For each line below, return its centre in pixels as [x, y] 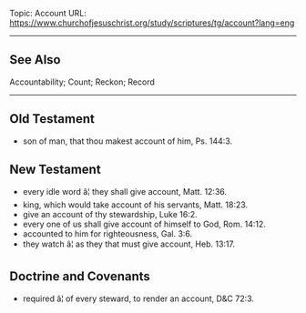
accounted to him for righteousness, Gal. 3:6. [107, 234]
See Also [35, 60]
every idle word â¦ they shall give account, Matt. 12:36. [125, 192]
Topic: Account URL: [48, 13]
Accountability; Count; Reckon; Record [82, 82]
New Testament [56, 170]
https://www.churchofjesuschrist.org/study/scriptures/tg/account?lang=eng [152, 23]
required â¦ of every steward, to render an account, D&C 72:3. [138, 298]
